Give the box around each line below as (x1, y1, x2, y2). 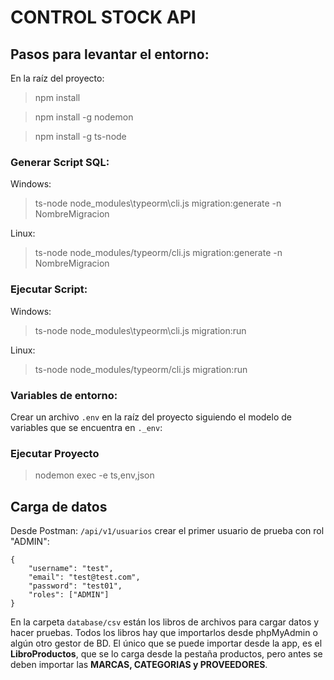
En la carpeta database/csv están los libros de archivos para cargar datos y (10, 616, 320, 628)
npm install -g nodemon (34, 111, 134, 123)
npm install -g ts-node (34, 131, 127, 142)
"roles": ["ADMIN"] (28, 590, 110, 600)
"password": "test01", (28, 581, 123, 591)
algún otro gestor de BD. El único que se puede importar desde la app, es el (10, 637, 323, 649)
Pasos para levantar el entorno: (10, 46, 210, 63)
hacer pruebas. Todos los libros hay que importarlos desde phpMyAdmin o (10, 627, 318, 638)
